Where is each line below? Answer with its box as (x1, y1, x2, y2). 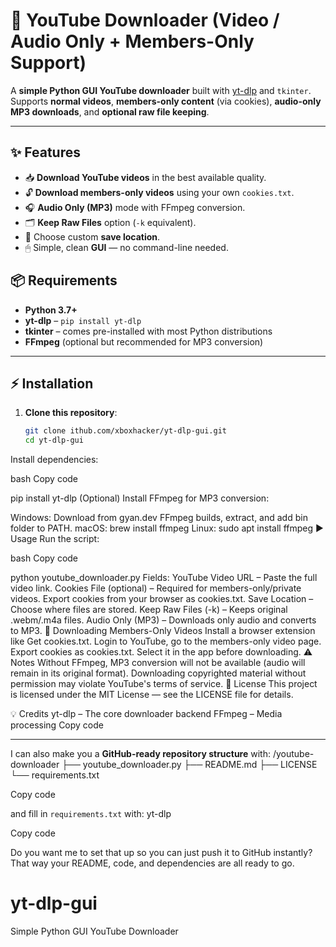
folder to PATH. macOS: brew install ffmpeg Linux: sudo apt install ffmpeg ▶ (10, 522, 324, 534)
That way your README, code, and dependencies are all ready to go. (10, 857, 295, 869)
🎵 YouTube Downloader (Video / (10, 9, 280, 32)
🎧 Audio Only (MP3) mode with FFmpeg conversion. (24, 201, 246, 213)
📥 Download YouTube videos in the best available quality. (24, 171, 267, 183)
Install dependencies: (10, 454, 99, 466)
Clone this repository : (24, 407, 118, 419)
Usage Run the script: (10, 533, 100, 545)
